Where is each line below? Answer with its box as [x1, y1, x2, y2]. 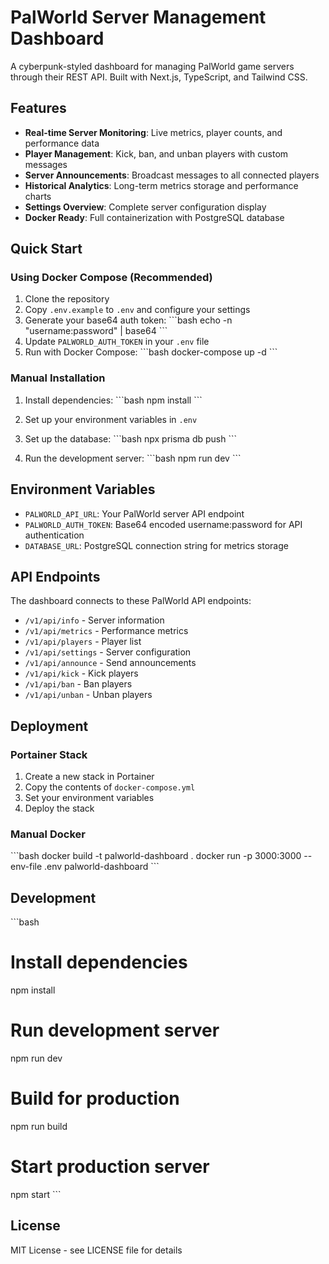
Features [10, 100, 67, 117]
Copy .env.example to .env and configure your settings [24, 304, 251, 316]
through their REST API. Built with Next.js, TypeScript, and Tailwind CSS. [10, 71, 308, 83]
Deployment [10, 717, 89, 735]
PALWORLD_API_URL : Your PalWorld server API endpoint [24, 507, 245, 520]
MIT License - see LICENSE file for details [10, 1244, 183, 1256]
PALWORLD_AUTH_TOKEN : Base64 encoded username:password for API [24, 518, 303, 530]
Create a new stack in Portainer [24, 771, 155, 783]
